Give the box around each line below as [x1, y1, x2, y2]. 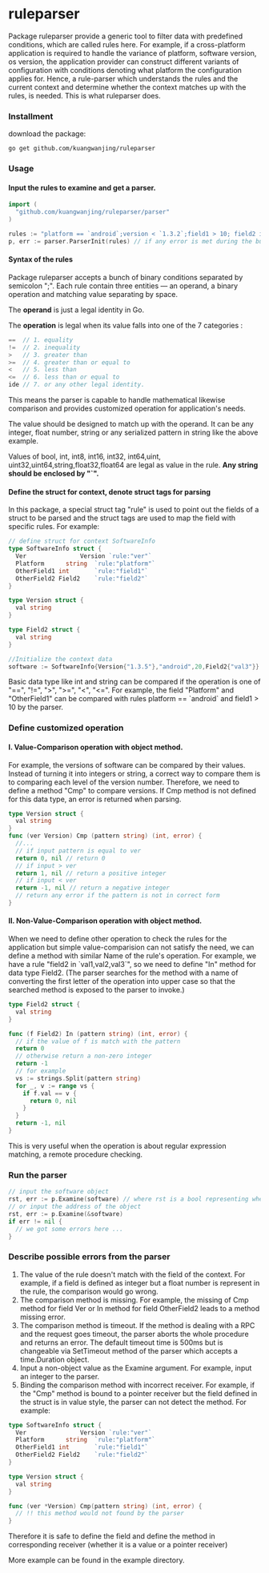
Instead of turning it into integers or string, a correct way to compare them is [8, 768, 261, 778]
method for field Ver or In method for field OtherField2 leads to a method [19, 1303, 260, 1313]
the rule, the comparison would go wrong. [19, 1286, 159, 1296]
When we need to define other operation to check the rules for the [8, 934, 227, 944]
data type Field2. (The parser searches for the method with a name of [8, 968, 239, 977]
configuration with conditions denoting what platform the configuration [8, 65, 243, 74]
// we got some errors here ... [15, 1225, 124, 1233]
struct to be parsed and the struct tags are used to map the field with [8, 513, 236, 523]
